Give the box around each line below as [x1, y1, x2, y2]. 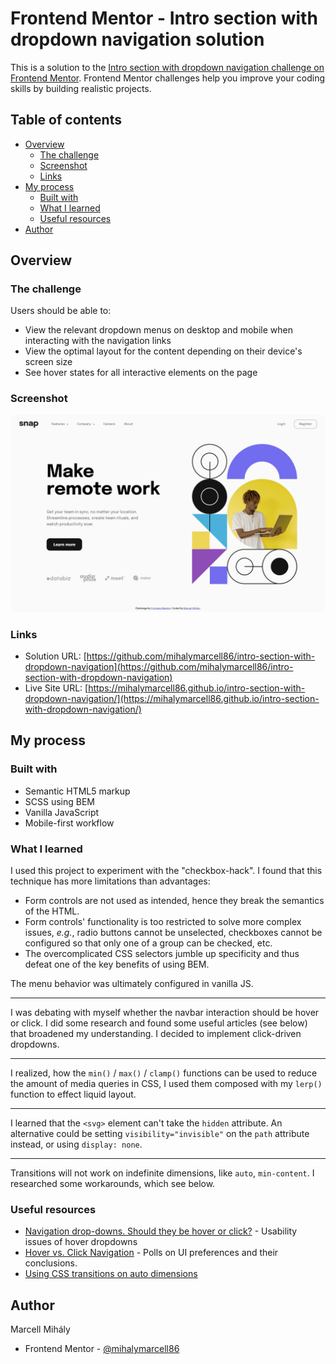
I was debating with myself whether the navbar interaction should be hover [10, 1007, 320, 1019]
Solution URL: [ [24, 650, 87, 662]
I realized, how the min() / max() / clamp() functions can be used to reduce [10, 1067, 318, 1079]
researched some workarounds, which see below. [10, 1178, 216, 1190]
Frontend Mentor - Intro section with [10, 7, 318, 30]
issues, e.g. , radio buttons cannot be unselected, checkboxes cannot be [24, 927, 323, 939]
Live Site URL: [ [24, 682, 89, 694]
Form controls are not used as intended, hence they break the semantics [24, 895, 325, 907]
